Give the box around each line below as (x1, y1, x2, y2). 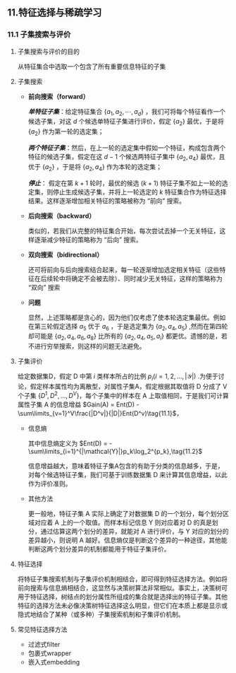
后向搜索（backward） (27, 211, 96, 220)
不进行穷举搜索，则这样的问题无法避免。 (27, 342, 146, 351)
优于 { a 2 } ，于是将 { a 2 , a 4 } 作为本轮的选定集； (27, 162, 163, 172)
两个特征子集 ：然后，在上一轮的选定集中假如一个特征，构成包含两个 (27, 144, 226, 152)
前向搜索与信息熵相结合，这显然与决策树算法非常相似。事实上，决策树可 (17, 583, 228, 592)
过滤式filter (27, 640, 61, 648)
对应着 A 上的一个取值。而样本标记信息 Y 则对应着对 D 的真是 (34, 518, 213, 527)
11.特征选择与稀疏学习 (7, 6, 102, 19)
